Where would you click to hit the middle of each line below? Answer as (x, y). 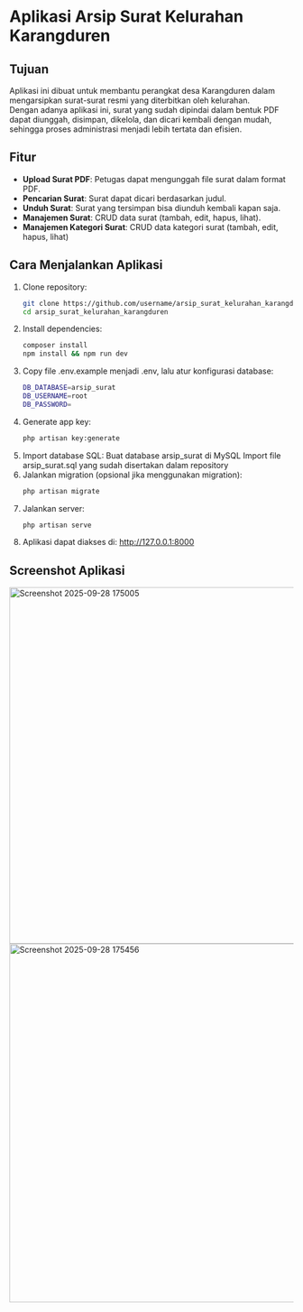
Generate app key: (57, 421)
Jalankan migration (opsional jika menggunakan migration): (132, 475)
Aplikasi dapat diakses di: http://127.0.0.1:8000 (108, 542)
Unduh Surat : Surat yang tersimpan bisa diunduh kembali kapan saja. (151, 208)
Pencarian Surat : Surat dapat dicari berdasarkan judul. (124, 198)
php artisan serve (57, 525)
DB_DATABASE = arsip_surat (69, 388)
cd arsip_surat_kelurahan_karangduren (95, 312)
